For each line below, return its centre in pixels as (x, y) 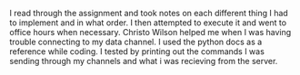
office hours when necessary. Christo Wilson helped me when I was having (150, 32)
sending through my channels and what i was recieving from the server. (144, 61)
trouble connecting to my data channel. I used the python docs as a (136, 42)
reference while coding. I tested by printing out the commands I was (137, 52)
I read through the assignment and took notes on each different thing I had (149, 13)
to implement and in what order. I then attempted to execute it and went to (148, 23)
